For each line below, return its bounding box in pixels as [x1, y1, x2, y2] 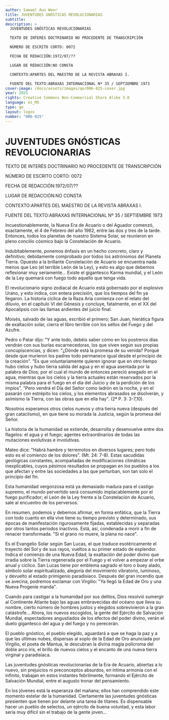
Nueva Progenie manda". [5, 584, 57, 590]
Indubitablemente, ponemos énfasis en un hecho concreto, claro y [5, 248, 143, 254]
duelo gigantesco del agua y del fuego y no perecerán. [5, 621, 120, 627]
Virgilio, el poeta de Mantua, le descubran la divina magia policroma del [5, 641, 154, 647]
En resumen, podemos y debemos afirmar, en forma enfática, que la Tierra [5, 509, 160, 515]
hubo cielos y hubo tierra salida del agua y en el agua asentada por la [5, 364, 150, 370]
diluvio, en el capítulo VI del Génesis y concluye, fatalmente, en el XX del [5, 301, 157, 307]
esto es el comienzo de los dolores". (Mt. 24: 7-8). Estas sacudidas [5, 452, 145, 458]
